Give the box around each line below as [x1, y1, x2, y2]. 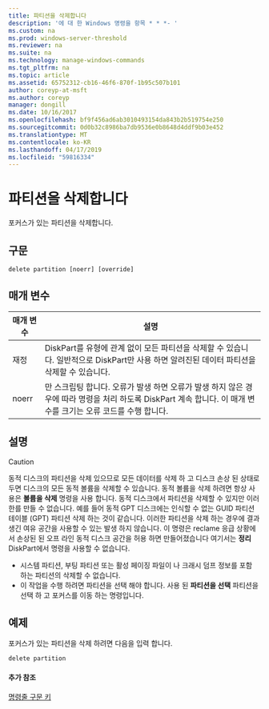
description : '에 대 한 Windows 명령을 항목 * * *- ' [8, 19, 179, 27]
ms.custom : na [8, 26, 56, 34]
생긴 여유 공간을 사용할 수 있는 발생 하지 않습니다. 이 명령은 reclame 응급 [8, 523, 235, 533]
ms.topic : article [8, 71, 70, 79]
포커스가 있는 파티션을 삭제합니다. [8, 218, 114, 228]
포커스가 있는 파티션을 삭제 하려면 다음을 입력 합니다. [8, 639, 173, 648]
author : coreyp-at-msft [8, 86, 88, 94]
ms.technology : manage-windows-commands [8, 57, 146, 65]
